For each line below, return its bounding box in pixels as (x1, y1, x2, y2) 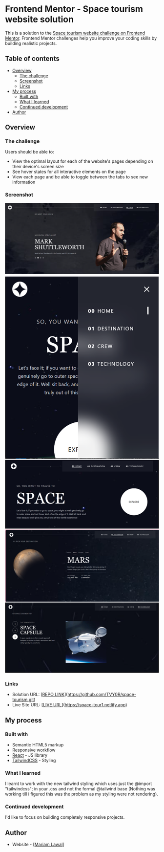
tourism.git (12, 697, 34, 702)
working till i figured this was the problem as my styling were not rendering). (5, 791, 159, 797)
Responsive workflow (12, 747, 56, 753)
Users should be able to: (5, 149, 55, 155)
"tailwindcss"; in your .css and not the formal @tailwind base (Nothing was (5, 786, 155, 792)
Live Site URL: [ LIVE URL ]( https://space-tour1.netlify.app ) (12, 702, 127, 708)
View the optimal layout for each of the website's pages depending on (12, 158, 154, 164)
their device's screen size (12, 164, 64, 170)
